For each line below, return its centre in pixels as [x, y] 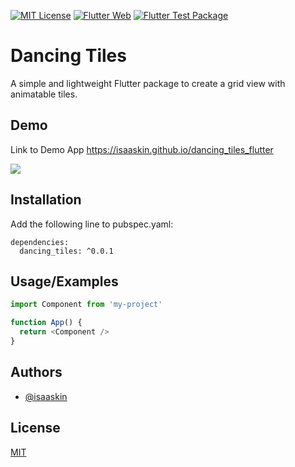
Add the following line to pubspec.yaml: [92, 224]
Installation [46, 200]
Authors [36, 372]
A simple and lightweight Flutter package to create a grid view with [148, 83]
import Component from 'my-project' [86, 305]
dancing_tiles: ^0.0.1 [66, 251]
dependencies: [40, 242]
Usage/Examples [64, 281]
